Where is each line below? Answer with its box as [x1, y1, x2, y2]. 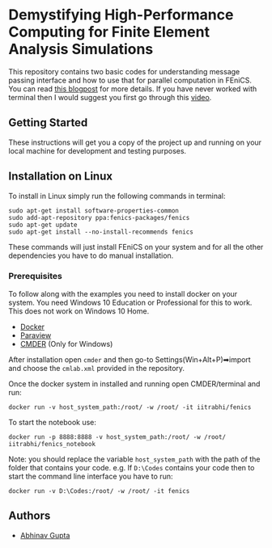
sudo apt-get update [8, 221, 79, 229]
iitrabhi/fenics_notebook [8, 440, 96, 448]
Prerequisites [8, 271, 62, 282]
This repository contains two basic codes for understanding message [8, 66, 240, 76]
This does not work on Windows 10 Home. [8, 306, 150, 316]
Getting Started [8, 116, 88, 130]
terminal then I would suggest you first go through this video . [8, 92, 212, 102]
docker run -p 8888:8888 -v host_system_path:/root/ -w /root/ [8, 432, 227, 441]
